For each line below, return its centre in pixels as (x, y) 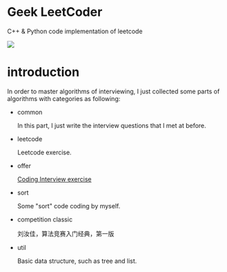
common (30, 112)
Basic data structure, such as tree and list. (77, 261)
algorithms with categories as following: (64, 98)
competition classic (45, 219)
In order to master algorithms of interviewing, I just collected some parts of (113, 91)
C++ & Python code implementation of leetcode (75, 31)
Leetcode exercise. (44, 152)
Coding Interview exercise (54, 179)
